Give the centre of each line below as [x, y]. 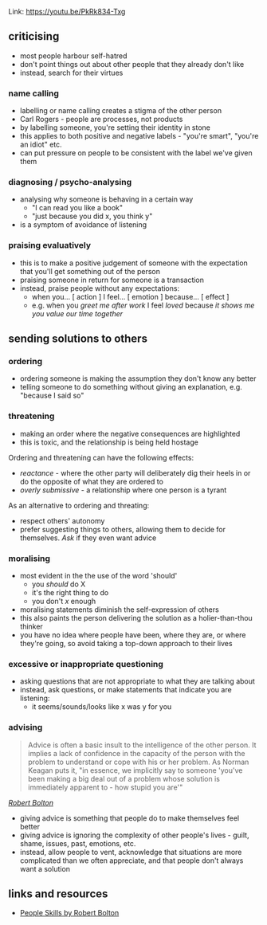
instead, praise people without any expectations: [100, 288]
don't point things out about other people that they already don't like [132, 64]
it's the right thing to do [70, 592]
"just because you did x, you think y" [92, 216]
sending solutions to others [78, 339]
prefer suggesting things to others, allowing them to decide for [122, 529]
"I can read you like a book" [77, 208]
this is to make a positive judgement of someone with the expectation [134, 263]
